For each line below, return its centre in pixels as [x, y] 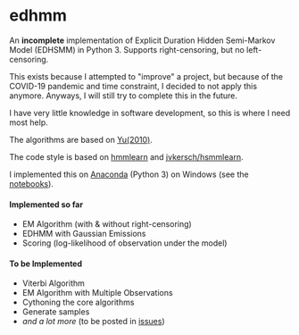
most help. [29, 122]
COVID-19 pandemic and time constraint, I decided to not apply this [133, 86]
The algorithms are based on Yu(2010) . [81, 139]
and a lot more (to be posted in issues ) [93, 322]
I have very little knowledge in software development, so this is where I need [150, 113]
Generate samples [56, 312]
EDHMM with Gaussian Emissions [84, 234]
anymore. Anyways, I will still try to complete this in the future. [124, 96]
